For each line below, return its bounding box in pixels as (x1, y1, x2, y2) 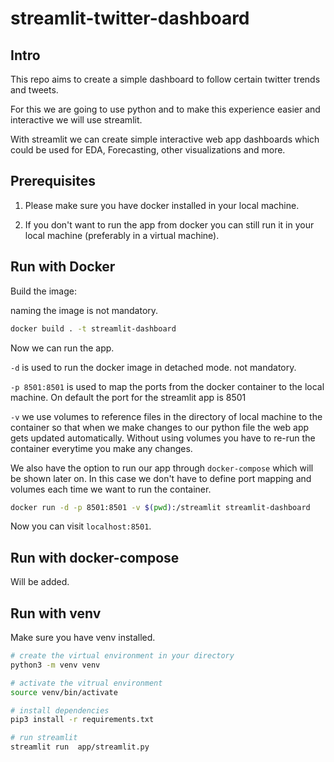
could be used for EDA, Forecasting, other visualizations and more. (10, 144, 286, 156)
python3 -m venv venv (10, 660, 101, 670)
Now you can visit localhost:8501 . (10, 520, 152, 532)
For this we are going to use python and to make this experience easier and (10, 103, 321, 115)
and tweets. (10, 84, 59, 96)
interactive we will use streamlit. (10, 114, 143, 126)
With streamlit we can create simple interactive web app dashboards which (10, 133, 320, 145)
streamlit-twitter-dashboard (10, 7, 250, 30)
